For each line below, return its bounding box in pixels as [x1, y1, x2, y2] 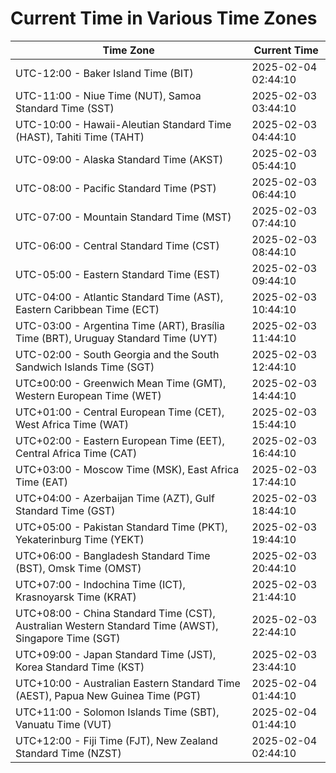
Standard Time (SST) [15, 101, 115, 115]
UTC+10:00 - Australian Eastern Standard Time [15, 676, 241, 690]
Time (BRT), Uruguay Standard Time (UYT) [15, 331, 218, 345]
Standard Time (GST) [15, 503, 116, 517]
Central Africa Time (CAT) [15, 446, 138, 460]
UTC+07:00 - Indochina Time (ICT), [15, 577, 186, 591]
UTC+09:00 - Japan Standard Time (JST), [15, 647, 217, 661]
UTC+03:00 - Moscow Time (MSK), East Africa [15, 462, 240, 476]
